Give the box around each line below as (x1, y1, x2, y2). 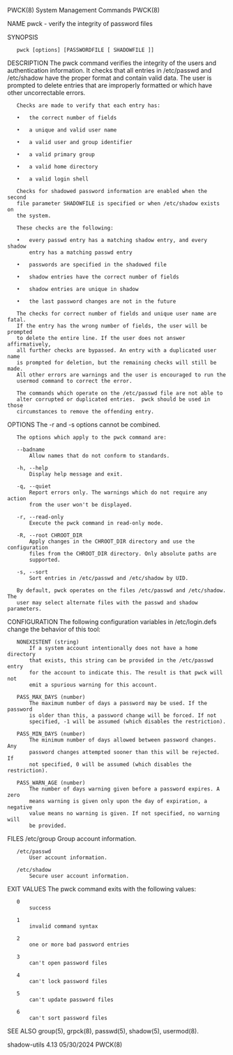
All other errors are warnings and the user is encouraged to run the (16, 371, 227, 378)
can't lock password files (29, 978, 108, 985)
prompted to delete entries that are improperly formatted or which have (7, 81, 213, 90)
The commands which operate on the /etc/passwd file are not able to (16, 390, 223, 397)
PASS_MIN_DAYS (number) (16, 730, 86, 737)
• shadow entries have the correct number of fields (16, 274, 179, 281)
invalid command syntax (29, 923, 98, 930)
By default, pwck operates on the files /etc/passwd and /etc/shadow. (16, 587, 227, 594)
